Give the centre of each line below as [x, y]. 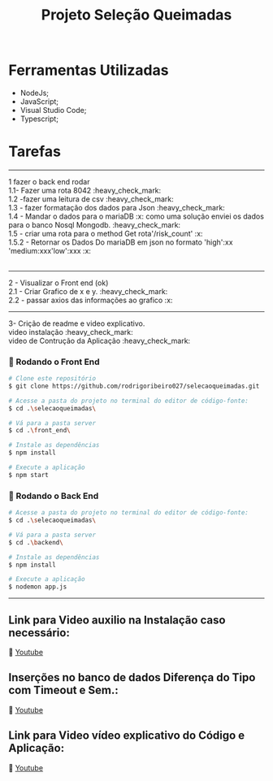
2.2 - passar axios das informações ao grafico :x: [91, 300]
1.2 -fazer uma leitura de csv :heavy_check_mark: [91, 199]
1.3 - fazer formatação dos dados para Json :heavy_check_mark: [117, 207]
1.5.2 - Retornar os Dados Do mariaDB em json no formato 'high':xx [121, 242]
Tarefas [35, 152]
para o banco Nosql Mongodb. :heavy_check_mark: [95, 224]
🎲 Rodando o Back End [54, 496]
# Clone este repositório [52, 379]
